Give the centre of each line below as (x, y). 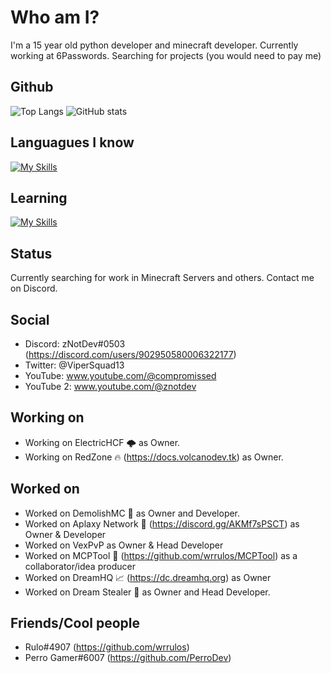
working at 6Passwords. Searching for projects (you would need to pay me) (166, 55)
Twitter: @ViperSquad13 (74, 365)
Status (31, 253)
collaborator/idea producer (80, 566)
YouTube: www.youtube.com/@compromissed (120, 375)
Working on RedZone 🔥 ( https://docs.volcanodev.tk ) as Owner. (154, 457)
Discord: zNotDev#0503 (75, 344)
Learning (39, 197)
